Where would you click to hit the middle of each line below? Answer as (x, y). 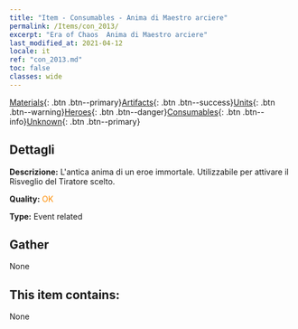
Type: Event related (46, 216)
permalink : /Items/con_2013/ (64, 26)
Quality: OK (32, 199)
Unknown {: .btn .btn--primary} (84, 121)
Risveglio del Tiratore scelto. (62, 181)
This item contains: (65, 295)
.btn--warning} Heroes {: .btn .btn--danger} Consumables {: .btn (125, 112)
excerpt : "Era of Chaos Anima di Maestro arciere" (108, 34)
